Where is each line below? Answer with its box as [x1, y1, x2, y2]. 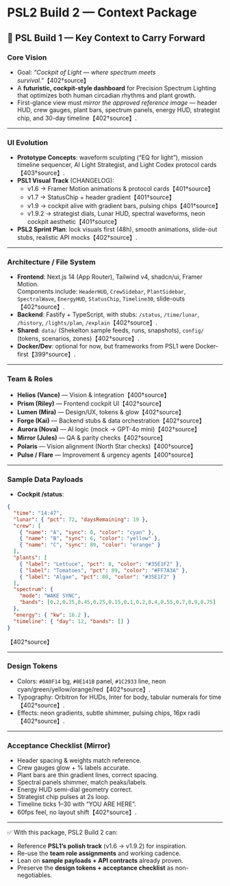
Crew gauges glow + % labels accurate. [16, 763, 130, 772]
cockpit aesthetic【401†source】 [27, 218, 121, 226]
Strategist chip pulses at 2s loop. [16, 793, 110, 801]
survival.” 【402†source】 [16, 76, 90, 84]
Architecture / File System [7, 257, 96, 267]
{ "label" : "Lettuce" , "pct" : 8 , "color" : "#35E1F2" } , [19, 560, 183, 568]
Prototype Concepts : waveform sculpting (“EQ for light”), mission [16, 153, 203, 162]
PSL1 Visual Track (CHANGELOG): [16, 177, 114, 185]
